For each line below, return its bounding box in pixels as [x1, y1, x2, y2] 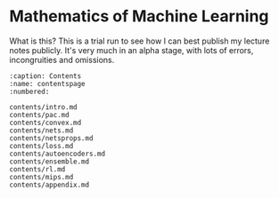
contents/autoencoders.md [9, 149, 105, 158]
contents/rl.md [9, 164, 66, 174]
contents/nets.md [9, 126, 74, 135]
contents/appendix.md [9, 180, 90, 189]
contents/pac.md [9, 110, 70, 119]
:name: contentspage [9, 79, 86, 88]
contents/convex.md [9, 118, 82, 127]
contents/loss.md [9, 141, 74, 150]
